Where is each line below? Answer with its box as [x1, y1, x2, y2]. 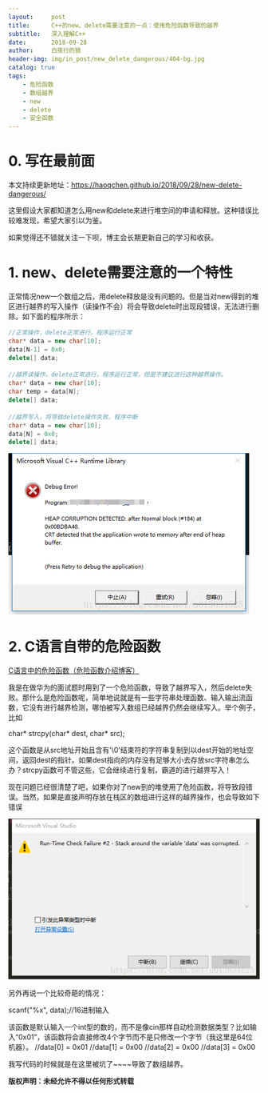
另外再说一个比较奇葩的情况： [8, 988, 106, 998]
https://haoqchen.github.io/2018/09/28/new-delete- [71, 180, 242, 190]
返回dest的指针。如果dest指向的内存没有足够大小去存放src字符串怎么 [22, 755, 250, 765]
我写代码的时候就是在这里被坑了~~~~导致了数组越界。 [8, 1059, 188, 1069]
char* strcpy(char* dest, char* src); [8, 729, 125, 739]
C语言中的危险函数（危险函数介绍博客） [8, 666, 140, 675]
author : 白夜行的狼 [8, 46, 81, 55]
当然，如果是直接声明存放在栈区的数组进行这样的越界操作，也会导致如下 [22, 792, 260, 802]
